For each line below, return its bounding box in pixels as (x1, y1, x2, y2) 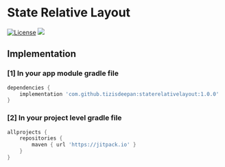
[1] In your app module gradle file (7, 68, 119, 78)
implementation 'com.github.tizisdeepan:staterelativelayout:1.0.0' (19, 90, 220, 97)
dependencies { (7, 84, 51, 91)
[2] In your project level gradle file (7, 113, 122, 123)
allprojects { (7, 129, 48, 136)
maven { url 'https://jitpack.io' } (32, 142, 137, 149)
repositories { (19, 135, 63, 142)
